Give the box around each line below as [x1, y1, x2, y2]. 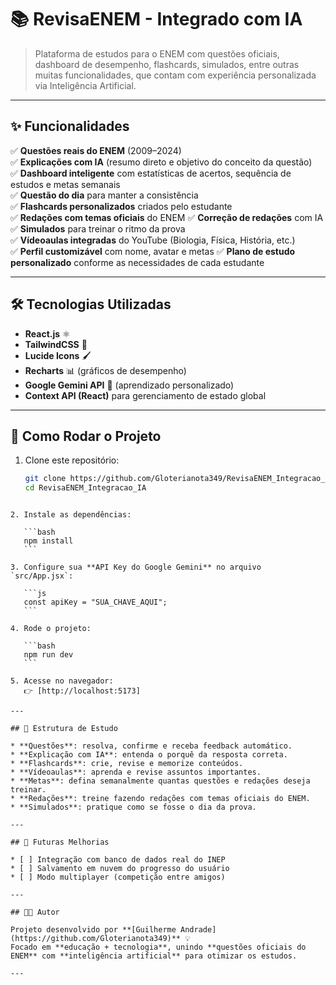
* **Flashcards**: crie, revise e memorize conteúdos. [10, 759, 244, 769]
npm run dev [23, 650, 74, 660]
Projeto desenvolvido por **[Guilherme [10, 925, 177, 935]
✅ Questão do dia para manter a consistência [10, 189, 199, 201]
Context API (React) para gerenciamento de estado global [24, 389, 267, 401]
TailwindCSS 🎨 [24, 338, 88, 350]
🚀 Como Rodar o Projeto [10, 427, 162, 445]
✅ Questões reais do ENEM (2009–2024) [10, 144, 182, 156]
